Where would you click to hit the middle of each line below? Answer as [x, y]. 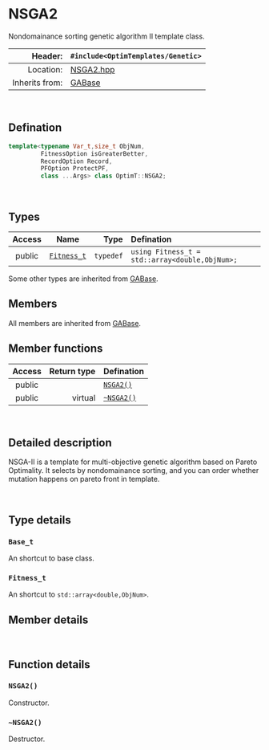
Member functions [56, 349]
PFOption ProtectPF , [75, 169]
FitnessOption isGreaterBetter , [94, 153]
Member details [48, 620]
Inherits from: [37, 83]
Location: [45, 69]
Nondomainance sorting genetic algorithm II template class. [107, 36]
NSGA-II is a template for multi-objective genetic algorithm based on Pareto [133, 462]
